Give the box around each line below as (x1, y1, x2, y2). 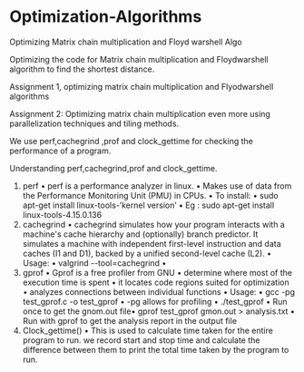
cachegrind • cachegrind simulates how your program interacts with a (22, 219, 286, 230)
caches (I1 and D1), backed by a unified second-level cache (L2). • (22, 248, 272, 259)
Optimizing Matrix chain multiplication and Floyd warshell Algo (9, 36, 242, 47)
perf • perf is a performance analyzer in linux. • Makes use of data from (22, 180, 292, 191)
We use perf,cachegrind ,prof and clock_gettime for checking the (9, 135, 254, 146)
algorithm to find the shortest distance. (9, 64, 155, 74)
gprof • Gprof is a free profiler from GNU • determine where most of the (22, 267, 293, 278)
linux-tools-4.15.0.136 (22, 209, 103, 220)
